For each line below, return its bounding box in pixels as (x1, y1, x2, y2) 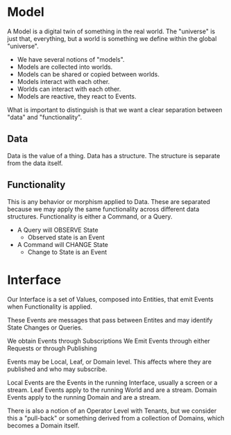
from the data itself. (7, 159, 63, 167)
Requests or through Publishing (7, 344, 97, 352)
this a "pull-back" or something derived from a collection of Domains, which (7, 413, 225, 422)
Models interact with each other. (17, 77, 110, 85)
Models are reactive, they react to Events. (17, 92, 137, 101)
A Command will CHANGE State (17, 240, 109, 248)
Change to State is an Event (27, 248, 108, 256)
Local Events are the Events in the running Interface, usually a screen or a (7, 378, 218, 386)
